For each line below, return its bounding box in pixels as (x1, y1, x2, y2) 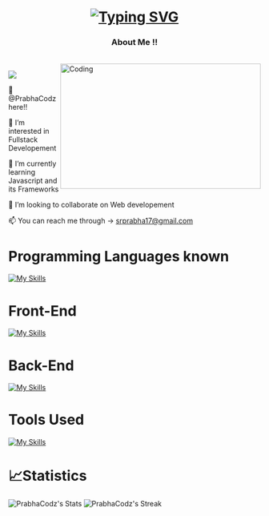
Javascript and (8, 176, 58, 186)
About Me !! (110, 37, 159, 48)
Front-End (8, 301, 78, 320)
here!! (8, 103, 28, 112)
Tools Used (8, 411, 85, 429)
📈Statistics (8, 467, 87, 485)
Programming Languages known (8, 247, 230, 265)
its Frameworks (8, 184, 59, 194)
